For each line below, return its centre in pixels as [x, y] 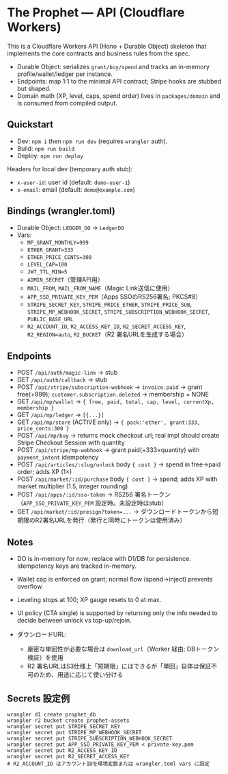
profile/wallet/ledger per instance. [65, 74]
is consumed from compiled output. [67, 103]
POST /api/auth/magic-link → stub [67, 373]
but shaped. [34, 88]
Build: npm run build [46, 148]
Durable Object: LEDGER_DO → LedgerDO [70, 227]
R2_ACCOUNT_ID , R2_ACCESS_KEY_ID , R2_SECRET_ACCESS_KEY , [106, 326]
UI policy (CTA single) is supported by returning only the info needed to [117, 613]
